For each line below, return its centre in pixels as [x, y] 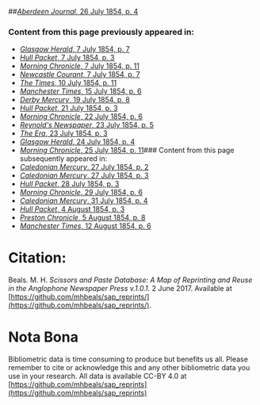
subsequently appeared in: [63, 159]
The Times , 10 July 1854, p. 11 [68, 83]
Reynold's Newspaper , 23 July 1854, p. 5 [87, 125]
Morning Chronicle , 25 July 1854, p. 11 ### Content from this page [127, 151]
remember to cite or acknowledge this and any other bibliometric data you [129, 368]
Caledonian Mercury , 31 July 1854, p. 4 [84, 201]
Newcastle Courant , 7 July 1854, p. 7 [80, 75]
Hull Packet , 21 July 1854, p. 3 [69, 108]
